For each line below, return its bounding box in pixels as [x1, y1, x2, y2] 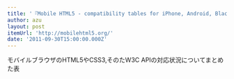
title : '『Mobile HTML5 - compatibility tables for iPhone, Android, [7, 10, 212, 17]
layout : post [7, 23, 45, 30]
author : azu [7, 17, 42, 24]
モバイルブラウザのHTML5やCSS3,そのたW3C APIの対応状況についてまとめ [7, 56, 224, 64]
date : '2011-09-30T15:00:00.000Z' [7, 36, 108, 43]
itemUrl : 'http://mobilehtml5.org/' [7, 29, 114, 37]
